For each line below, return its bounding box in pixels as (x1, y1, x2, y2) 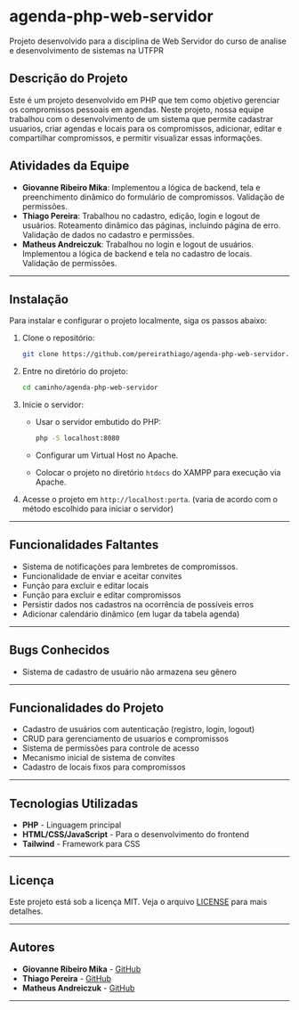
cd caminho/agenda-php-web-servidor (21, 383, 158, 393)
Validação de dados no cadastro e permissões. (21, 229, 195, 240)
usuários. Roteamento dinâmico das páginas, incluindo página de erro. (21, 220, 281, 231)
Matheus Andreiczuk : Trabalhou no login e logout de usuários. (21, 239, 254, 249)
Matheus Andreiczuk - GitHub (21, 982, 135, 993)
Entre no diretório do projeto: (21, 366, 129, 377)
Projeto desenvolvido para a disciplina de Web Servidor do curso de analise (9, 36, 287, 46)
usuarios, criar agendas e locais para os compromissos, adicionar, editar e (9, 123, 282, 134)
